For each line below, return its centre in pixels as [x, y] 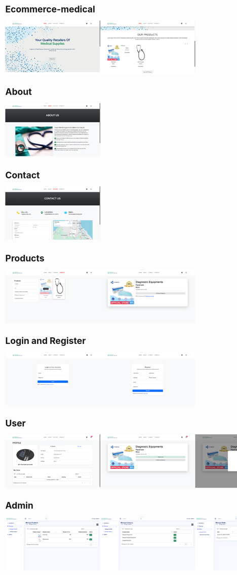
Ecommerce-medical [50, 9]
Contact [23, 175]
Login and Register [46, 341]
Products [25, 258]
